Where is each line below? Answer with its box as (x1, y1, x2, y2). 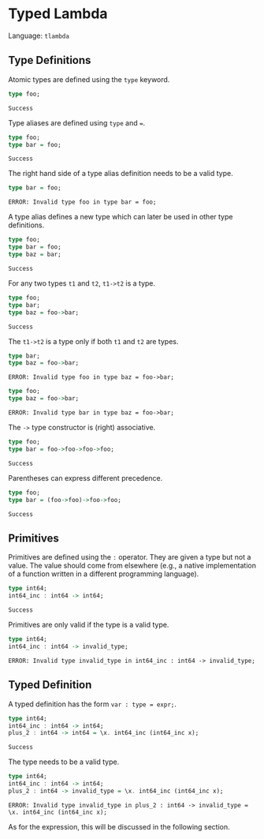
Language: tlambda (8, 31, 69, 40)
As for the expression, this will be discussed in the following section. (8, 822, 230, 831)
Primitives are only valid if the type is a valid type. (8, 620, 169, 630)
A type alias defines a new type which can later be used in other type (8, 212, 233, 222)
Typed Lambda (8, 5, 108, 23)
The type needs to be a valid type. (8, 757, 120, 766)
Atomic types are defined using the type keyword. (8, 74, 170, 84)
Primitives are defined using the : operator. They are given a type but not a (8, 552, 251, 562)
